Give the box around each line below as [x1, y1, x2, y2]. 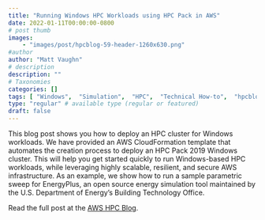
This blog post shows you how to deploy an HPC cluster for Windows [8, 129, 233, 138]
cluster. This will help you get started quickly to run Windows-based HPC [8, 154, 246, 163]
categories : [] [8, 85, 58, 93]
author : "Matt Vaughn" [8, 56, 83, 64]
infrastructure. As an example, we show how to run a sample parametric [8, 171, 243, 180]
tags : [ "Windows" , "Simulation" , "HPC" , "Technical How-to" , [8, 93, 227, 101]
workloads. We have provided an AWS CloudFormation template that [8, 138, 231, 146]
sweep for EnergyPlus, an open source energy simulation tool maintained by [8, 180, 256, 188]
